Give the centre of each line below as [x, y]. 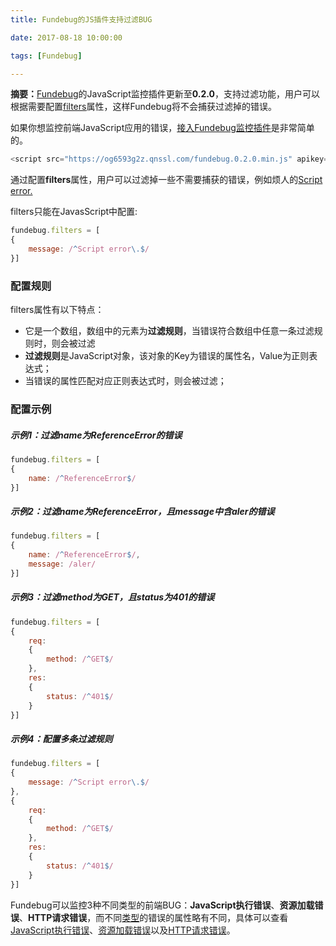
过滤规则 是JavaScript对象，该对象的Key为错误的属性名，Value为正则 [167, 356]
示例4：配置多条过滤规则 [61, 738]
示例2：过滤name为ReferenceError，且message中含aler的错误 [142, 512]
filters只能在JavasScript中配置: [74, 212]
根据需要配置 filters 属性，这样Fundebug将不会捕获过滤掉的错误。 [143, 107]
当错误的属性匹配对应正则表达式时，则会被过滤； [125, 381]
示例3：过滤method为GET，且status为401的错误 [112, 597]
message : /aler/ [62, 564]
